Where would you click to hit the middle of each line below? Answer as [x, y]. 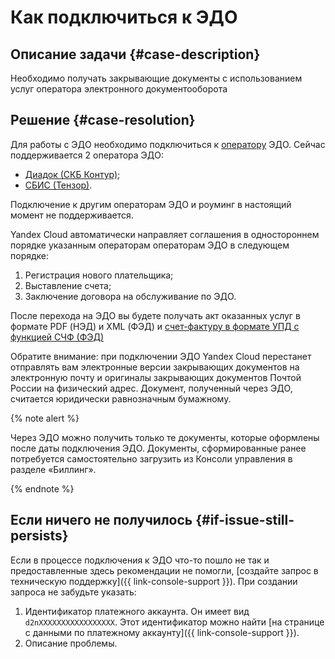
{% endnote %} [42, 488]
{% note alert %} [45, 418]
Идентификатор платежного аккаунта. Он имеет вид [137, 611]
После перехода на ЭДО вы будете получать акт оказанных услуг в [155, 315]
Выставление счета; [68, 285]
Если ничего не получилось [101, 520]
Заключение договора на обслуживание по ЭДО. [130, 296]
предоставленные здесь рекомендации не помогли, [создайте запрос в [164, 570]
